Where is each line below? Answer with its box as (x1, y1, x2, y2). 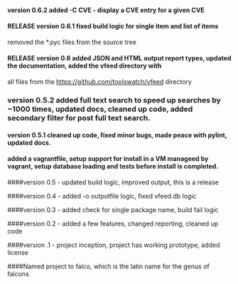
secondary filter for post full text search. (7, 112, 151, 122)
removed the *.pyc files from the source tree (7, 38, 137, 46)
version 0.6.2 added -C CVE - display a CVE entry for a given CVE (7, 6, 205, 14)
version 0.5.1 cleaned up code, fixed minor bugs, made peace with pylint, (7, 130, 227, 139)
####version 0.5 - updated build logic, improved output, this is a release (7, 178, 219, 186)
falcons (7, 269, 30, 278)
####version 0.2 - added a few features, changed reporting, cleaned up (7, 219, 219, 228)
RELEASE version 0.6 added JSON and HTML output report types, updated (7, 54, 232, 63)
